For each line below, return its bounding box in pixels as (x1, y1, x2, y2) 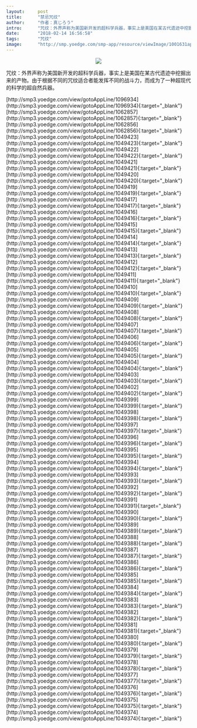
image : (6, 42, 22, 48)
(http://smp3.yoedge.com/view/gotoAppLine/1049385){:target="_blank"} (6, 577, 183, 584)
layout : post (6, 8, 49, 15)
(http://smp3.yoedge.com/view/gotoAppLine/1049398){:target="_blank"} (6, 414, 183, 421)
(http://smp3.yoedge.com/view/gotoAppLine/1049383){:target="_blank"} (6, 602, 183, 609)
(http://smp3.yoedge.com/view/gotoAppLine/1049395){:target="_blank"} (6, 452, 183, 459)
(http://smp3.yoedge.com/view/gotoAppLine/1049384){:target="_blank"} (6, 590, 183, 597)
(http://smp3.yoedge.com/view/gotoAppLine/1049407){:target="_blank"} (6, 327, 183, 334)
